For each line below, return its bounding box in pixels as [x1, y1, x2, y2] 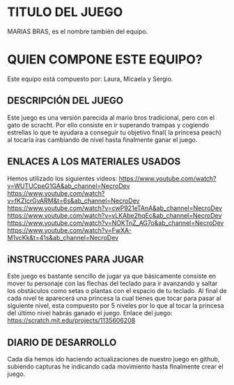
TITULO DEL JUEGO [7, 4, 123, 20]
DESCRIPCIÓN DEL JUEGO [7, 95, 124, 107]
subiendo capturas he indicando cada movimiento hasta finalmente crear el [7, 363, 224, 371]
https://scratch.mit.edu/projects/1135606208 [7, 316, 136, 324]
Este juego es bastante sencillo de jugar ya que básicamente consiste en [7, 272, 217, 281]
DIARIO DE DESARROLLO [7, 336, 117, 348]
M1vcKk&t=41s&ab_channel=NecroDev [7, 233, 119, 242]
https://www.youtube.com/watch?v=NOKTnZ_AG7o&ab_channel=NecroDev [7, 219, 224, 227]
